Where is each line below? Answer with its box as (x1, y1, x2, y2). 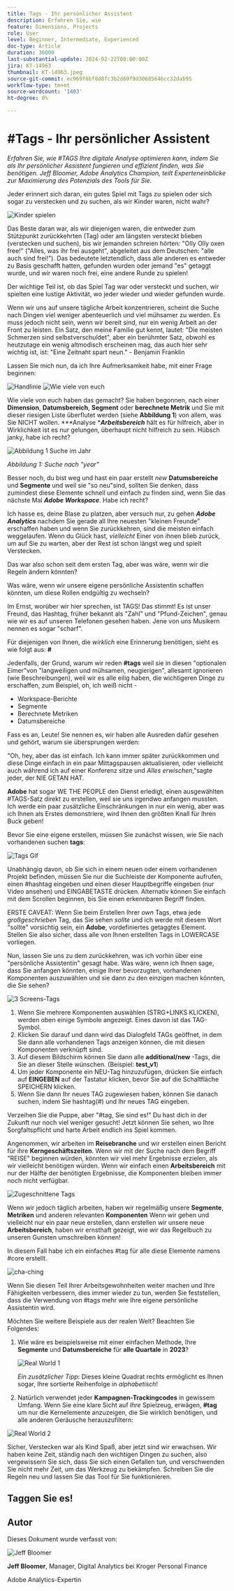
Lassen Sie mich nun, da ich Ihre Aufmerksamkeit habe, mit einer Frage (7, 361, 212, 370)
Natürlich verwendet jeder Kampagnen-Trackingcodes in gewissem (17, 1393, 215, 1402)
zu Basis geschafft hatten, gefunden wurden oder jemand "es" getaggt (7, 261, 212, 270)
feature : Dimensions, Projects (7, 23, 98, 30)
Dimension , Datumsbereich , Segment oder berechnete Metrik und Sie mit (7, 403, 224, 412)
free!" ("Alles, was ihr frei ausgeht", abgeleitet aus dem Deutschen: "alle (7, 246, 214, 255)
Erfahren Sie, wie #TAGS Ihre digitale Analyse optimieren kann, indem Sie (7, 154, 219, 162)
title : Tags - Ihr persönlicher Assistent (7, 10, 133, 17)
